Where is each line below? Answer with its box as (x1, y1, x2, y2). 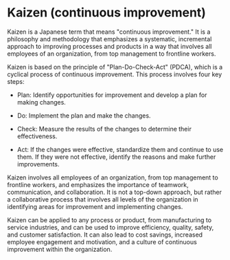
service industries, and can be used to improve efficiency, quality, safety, (7, 223, 214, 231)
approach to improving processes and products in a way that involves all (7, 42, 212, 50)
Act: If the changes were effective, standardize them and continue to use (16, 145, 224, 153)
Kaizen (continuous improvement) (7, 5, 206, 21)
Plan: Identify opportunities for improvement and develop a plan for (16, 91, 207, 99)
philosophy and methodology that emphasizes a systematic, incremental (7, 34, 212, 43)
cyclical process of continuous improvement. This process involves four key (7, 70, 222, 78)
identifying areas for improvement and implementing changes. (7, 202, 183, 210)
